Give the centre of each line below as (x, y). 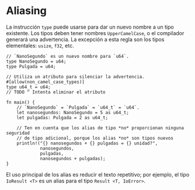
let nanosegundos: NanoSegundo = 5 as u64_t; (73, 112)
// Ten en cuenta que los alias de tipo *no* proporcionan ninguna (100, 128)
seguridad (18, 133)
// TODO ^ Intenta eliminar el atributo (56, 92)
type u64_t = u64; (28, 87)
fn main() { (20, 102)
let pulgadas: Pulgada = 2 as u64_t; (62, 118)
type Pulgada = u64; (31, 66)
